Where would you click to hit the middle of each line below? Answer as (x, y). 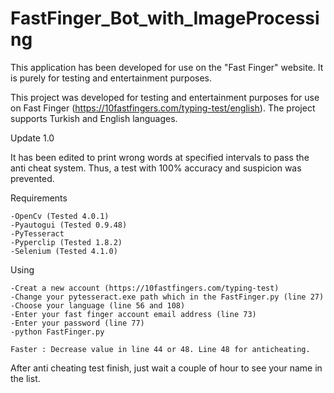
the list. (25, 378)
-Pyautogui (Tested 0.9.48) (69, 225)
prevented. (32, 178)
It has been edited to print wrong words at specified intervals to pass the (160, 157)
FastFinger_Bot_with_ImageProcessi (165, 18)
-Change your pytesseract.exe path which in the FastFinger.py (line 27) (167, 297)
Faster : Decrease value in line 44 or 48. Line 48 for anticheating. (160, 349)
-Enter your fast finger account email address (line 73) (133, 314)
